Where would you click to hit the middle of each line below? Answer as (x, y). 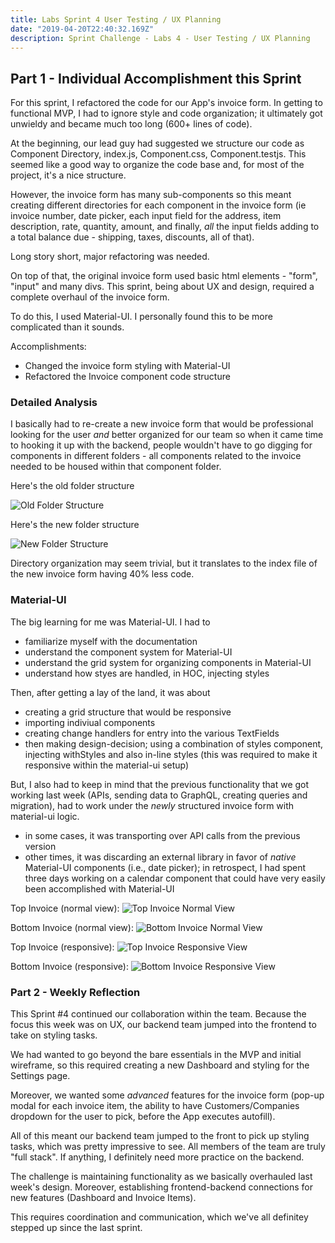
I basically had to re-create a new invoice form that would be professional (162, 424)
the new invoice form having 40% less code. (102, 574)
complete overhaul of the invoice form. (90, 297)
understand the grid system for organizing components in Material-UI (168, 662)
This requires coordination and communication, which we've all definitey (159, 1217)
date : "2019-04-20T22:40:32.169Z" (82, 29)
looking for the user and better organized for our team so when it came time (167, 435)
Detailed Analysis (54, 403)
